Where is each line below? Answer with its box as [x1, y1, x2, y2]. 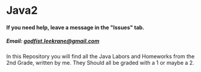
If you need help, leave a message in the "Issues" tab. [6, 23, 145, 31]
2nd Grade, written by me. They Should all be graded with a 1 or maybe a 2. [6, 59, 195, 66]
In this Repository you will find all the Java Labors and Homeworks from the [6, 52, 195, 60]
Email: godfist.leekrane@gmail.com [6, 37, 100, 45]
